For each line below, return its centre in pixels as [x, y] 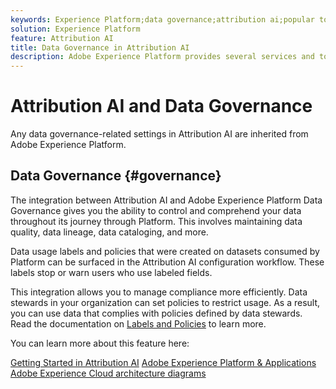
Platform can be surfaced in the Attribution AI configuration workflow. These [167, 262]
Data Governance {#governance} [116, 176]
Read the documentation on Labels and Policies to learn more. [138, 323]
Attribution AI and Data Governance [161, 106]
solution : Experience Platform [75, 29]
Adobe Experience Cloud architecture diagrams [108, 373]
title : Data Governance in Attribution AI [100, 47]
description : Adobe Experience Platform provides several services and [162, 57]
